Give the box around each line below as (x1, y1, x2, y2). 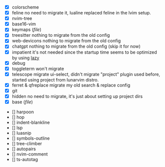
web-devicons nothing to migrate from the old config (11, 38, 121, 44)
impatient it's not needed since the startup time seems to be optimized (11, 49, 158, 55)
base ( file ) (11, 99, 33, 105)
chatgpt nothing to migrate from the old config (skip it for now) (11, 43, 141, 49)
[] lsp (11, 125, 23, 131)
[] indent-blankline (11, 119, 50, 125)
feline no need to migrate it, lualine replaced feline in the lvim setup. (11, 10, 152, 16)
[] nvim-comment (11, 151, 48, 157)
